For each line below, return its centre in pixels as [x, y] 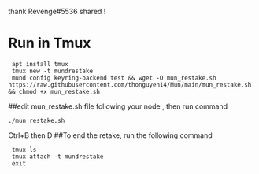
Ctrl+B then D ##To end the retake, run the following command [110, 135]
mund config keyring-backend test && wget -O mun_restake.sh [114, 78]
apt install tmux [40, 64]
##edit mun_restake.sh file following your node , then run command [118, 106]
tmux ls [24, 150]
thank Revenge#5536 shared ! [57, 11]
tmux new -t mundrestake [52, 71]
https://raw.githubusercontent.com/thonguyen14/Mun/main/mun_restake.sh [130, 85]
